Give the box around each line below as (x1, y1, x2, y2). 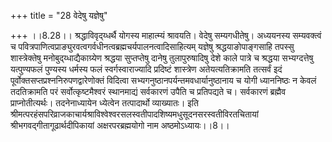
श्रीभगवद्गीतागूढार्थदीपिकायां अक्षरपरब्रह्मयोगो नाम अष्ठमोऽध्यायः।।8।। (10, 120, 230, 131)
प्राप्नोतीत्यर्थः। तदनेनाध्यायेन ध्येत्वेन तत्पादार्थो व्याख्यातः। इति (10, 97, 199, 109)
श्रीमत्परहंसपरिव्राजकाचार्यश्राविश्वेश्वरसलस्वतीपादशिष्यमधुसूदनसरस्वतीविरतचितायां (10, 108, 259, 120)
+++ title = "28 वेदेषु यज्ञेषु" (10, 10, 108, 21)
